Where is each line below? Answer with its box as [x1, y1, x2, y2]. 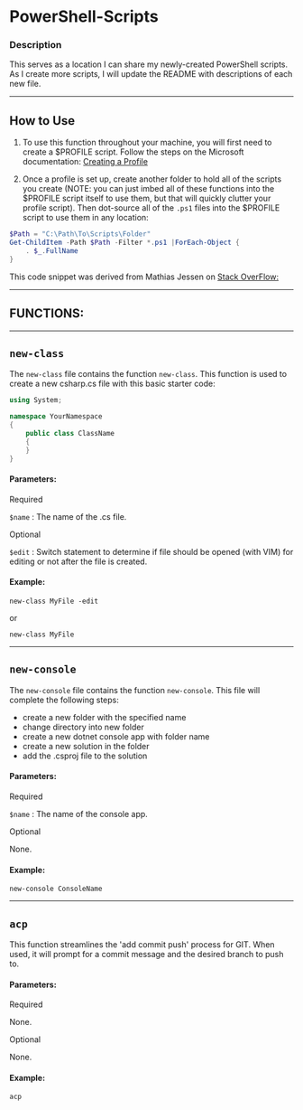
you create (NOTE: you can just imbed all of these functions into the [22, 183, 275, 194]
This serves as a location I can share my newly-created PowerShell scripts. [9, 59, 289, 70]
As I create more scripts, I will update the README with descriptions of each [9, 69, 293, 80]
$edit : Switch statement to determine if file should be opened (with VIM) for [9, 546, 294, 557]
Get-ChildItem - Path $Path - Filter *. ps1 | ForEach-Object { [9, 238, 241, 248]
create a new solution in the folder [22, 740, 151, 751]
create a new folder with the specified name [22, 711, 187, 722]
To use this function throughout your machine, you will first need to [22, 137, 272, 148]
